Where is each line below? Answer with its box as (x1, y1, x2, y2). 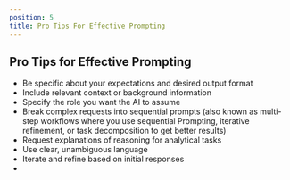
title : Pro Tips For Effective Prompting (9, 21, 166, 30)
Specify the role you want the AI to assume (21, 97, 181, 108)
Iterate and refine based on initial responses (21, 153, 185, 165)
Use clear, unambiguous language (21, 144, 149, 155)
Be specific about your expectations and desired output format (21, 78, 253, 89)
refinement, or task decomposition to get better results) (21, 126, 227, 136)
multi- (260, 106, 282, 117)
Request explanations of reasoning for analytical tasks (21, 135, 222, 145)
